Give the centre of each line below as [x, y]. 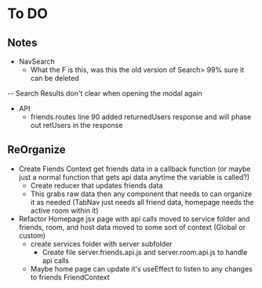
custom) [32, 235]
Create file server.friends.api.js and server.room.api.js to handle [145, 252]
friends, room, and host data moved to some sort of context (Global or [132, 227]
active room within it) [64, 210]
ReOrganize [36, 150]
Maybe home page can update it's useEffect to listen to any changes [141, 268]
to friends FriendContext [70, 277]
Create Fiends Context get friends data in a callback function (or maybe [135, 169]
